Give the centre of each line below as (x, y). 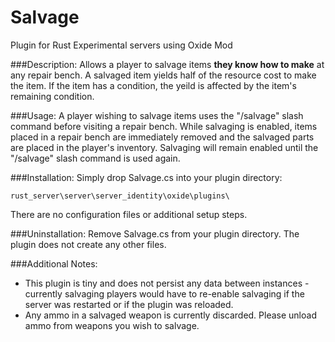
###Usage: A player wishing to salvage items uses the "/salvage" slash (157, 115)
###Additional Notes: (54, 263)
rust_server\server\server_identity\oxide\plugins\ (120, 196)
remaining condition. (52, 96)
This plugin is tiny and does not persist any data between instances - (167, 283)
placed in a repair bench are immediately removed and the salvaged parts (162, 137)
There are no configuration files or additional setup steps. (129, 214)
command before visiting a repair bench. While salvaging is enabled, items (164, 126)
